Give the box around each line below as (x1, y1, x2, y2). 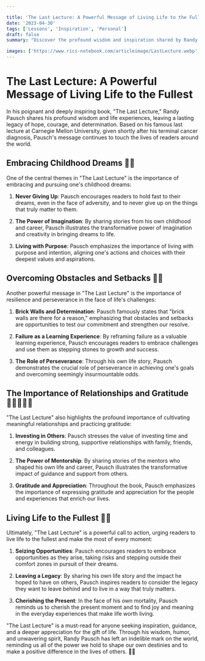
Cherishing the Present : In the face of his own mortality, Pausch (15, 597, 178, 605)
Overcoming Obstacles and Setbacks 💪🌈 (6, 273, 164, 283)
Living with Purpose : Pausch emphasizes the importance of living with (15, 242, 194, 250)
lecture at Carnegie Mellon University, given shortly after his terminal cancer (6, 127, 198, 135)
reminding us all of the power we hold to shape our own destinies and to (6, 641, 188, 649)
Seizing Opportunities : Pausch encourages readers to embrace (15, 547, 176, 555)
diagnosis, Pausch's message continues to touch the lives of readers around (6, 133, 199, 141)
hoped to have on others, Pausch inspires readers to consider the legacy (15, 579, 198, 586)
